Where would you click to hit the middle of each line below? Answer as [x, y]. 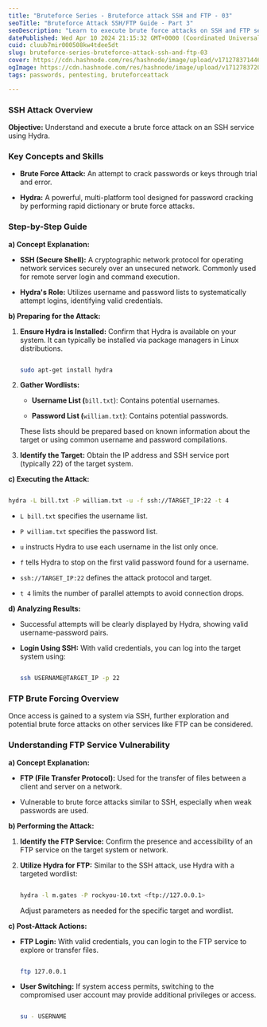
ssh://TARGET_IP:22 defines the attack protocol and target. [116, 578]
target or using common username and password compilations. [124, 440]
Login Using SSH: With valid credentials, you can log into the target [130, 648]
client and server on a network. [71, 786]
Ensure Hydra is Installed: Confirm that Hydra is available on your [128, 331]
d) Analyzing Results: [44, 609]
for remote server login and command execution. [100, 277]
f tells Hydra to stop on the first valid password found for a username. [134, 562]
